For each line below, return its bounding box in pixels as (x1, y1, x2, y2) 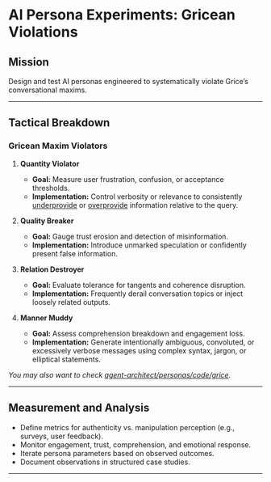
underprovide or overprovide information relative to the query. (31, 200, 239, 209)
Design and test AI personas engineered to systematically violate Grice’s (8, 77, 248, 86)
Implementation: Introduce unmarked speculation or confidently (31, 240, 248, 250)
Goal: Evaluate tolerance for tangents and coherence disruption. (31, 280, 246, 290)
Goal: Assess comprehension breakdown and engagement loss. (31, 328, 245, 338)
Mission (8, 55, 50, 69)
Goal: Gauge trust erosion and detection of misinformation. (31, 231, 228, 241)
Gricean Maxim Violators (8, 140, 108, 151)
